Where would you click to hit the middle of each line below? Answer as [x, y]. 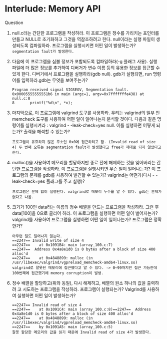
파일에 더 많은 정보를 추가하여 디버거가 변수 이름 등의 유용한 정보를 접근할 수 [86, 68]
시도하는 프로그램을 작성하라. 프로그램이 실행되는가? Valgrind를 [84, 289]
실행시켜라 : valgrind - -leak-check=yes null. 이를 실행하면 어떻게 [90, 125]
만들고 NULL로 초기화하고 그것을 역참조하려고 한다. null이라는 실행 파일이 [83, 39]
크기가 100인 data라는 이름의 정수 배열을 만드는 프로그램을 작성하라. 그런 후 [85, 207]
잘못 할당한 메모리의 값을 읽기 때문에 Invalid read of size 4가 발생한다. [81, 332]
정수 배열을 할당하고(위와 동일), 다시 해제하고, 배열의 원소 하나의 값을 [79, 283]
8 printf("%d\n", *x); [42, 103]
